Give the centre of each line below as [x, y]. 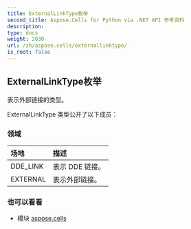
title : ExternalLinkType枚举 [48, 13]
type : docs [23, 33]
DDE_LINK [27, 166]
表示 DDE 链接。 [79, 166]
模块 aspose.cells [42, 219]
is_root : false [29, 52]
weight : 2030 [26, 39]
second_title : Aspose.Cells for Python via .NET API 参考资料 [96, 20]
